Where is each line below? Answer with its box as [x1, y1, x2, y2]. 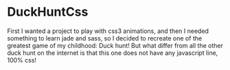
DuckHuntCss [7, 4, 89, 20]
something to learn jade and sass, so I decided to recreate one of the [7, 34, 203, 42]
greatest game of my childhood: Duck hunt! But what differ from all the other [7, 41, 223, 49]
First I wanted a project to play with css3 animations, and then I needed [7, 27, 209, 35]
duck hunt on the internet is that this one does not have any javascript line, [7, 49, 218, 57]
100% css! [7, 56, 36, 64]
